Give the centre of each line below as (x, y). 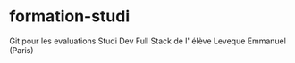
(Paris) (21, 50)
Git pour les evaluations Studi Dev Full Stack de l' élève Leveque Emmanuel (147, 41)
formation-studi (70, 16)
